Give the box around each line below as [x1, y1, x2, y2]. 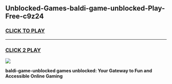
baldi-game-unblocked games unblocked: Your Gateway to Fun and [5, 67, 153, 73]
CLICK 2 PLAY [5, 46, 41, 53]
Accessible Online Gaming [5, 73, 63, 79]
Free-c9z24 [5, 12, 44, 21]
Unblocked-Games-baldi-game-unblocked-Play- [5, 4, 165, 13]
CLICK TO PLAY [5, 27, 45, 35]
